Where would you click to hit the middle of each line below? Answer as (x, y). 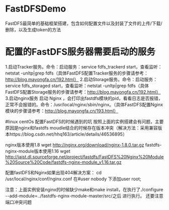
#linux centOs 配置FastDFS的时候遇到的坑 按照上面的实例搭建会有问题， (80, 121)
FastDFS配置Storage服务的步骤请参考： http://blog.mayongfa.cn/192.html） (83, 92)
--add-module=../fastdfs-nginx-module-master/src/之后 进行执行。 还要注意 (84, 196)
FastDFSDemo (36, 9)
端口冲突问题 (18, 202)
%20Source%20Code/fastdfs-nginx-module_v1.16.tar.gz (63, 162)
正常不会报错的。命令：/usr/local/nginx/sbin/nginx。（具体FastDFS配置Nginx (84, 104)
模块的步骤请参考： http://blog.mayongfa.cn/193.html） (62, 111)
